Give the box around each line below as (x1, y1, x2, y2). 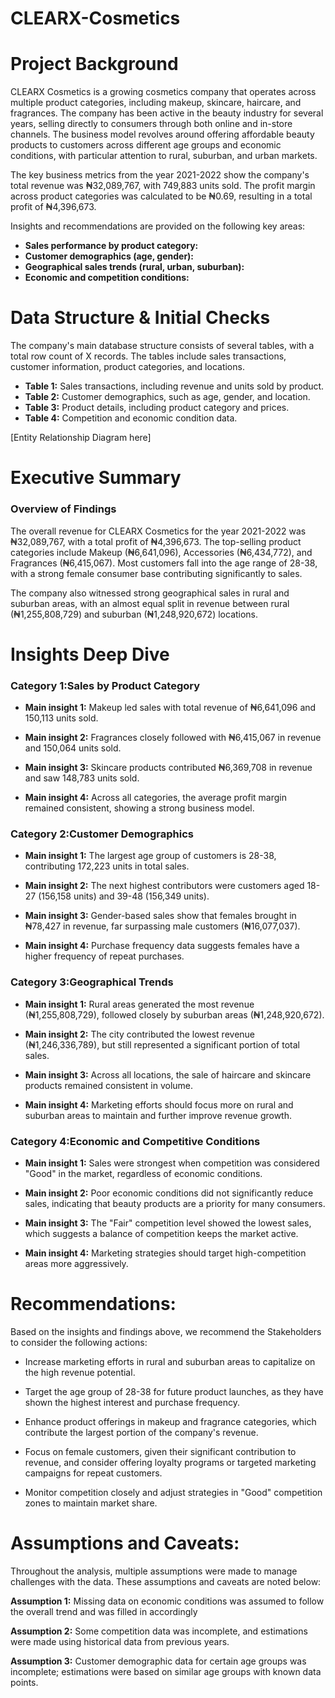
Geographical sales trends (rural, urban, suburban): (24, 261, 245, 273)
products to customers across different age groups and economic (10, 139, 282, 151)
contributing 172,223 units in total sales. (24, 860, 190, 872)
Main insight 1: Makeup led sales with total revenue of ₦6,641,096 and (24, 702, 317, 714)
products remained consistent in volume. (24, 1079, 194, 1091)
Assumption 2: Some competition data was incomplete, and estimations (10, 1625, 308, 1637)
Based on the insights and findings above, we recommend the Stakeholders (10, 1325, 322, 1337)
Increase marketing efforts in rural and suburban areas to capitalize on (24, 1355, 316, 1367)
